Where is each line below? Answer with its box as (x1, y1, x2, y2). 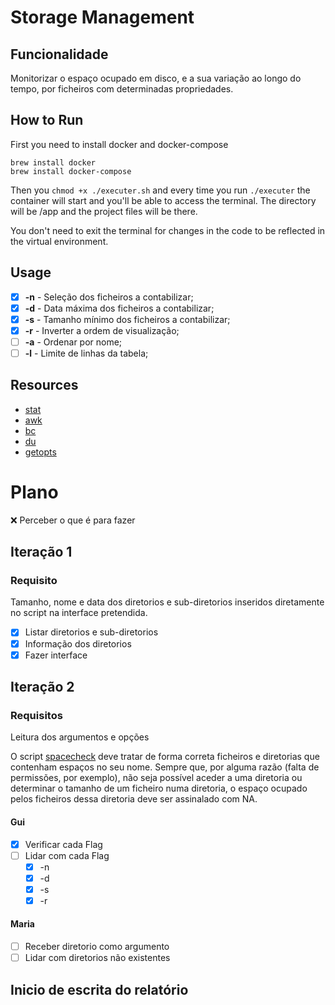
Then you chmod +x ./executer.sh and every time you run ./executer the (10, 184, 311, 196)
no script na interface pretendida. (10, 607, 148, 619)
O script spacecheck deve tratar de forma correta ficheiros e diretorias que (10, 751, 320, 763)
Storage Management (10, 6, 195, 29)
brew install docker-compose (10, 166, 132, 176)
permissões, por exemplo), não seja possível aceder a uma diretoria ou (10, 772, 303, 784)
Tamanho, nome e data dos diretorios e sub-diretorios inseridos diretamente (10, 596, 325, 608)
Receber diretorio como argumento (24, 941, 170, 953)
